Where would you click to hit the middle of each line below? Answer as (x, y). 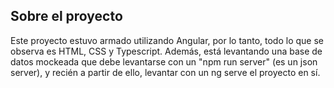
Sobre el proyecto (66, 16)
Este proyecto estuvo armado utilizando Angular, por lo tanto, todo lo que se (167, 40)
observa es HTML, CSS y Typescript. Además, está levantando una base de (166, 51)
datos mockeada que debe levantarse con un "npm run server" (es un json (164, 61)
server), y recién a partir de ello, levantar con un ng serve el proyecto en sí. (165, 72)
